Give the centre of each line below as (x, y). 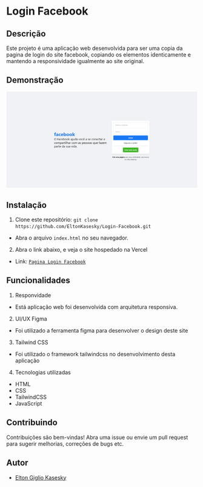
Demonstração (35, 80)
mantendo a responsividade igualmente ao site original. (75, 61)
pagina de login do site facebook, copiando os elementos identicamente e (98, 55)
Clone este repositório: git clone (56, 219)
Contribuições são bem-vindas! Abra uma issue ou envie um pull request (97, 437)
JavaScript (28, 403)
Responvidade (33, 295)
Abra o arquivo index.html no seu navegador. (72, 238)
